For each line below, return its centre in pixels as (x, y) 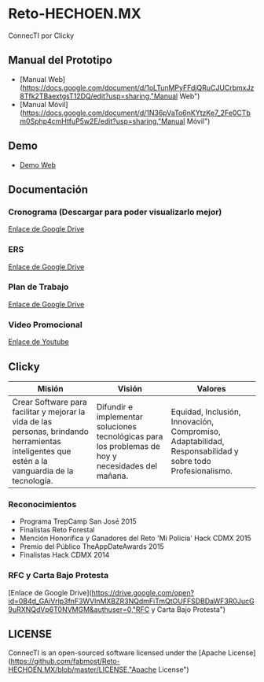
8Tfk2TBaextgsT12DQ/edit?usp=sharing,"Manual (99, 96)
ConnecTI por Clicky (41, 35)
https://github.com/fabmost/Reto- (65, 662)
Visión (130, 388)
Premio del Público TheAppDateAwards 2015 (92, 547)
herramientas (37, 441)
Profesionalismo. (202, 471)
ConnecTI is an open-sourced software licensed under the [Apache (117, 653)
